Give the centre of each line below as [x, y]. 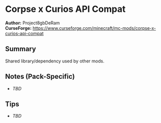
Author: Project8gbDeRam [33, 23]
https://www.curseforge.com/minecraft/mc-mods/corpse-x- [94, 28]
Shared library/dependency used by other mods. [55, 61]
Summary [21, 49]
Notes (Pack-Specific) [40, 77]
